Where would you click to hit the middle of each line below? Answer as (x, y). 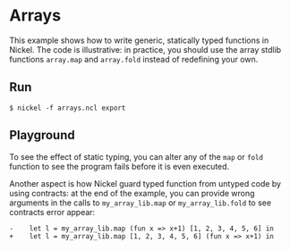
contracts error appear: (52, 212)
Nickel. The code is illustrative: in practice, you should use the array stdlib (145, 49)
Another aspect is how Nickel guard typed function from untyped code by (145, 183)
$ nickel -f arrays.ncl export (68, 108)
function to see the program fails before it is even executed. (119, 166)
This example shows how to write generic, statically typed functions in (139, 40)
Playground (42, 135)
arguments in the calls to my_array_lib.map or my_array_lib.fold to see (140, 203)
